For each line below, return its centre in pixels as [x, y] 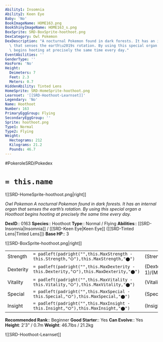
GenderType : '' [20, 59]
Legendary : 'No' [21, 100]
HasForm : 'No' [19, 64]
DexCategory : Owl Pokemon [31, 37]
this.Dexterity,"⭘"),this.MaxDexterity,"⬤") [87, 272]
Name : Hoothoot [20, 104]
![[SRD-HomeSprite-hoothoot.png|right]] [46, 194]
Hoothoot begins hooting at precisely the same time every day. [68, 214]
